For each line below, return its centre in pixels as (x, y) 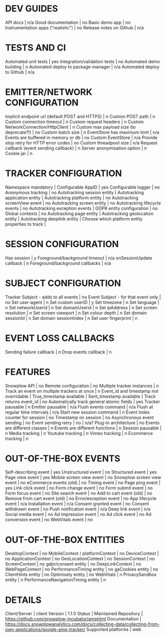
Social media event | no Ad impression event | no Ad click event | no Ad (78, 514)
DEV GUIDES (32, 9)
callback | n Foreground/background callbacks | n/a (58, 263)
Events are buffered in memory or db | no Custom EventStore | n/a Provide (81, 138)
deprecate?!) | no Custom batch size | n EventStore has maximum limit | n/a (82, 132)
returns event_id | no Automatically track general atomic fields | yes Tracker (83, 401)
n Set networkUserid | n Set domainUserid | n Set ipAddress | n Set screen (81, 307)
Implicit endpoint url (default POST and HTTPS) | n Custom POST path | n (80, 116)
